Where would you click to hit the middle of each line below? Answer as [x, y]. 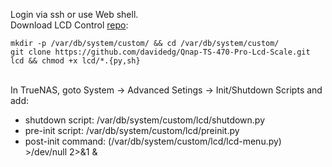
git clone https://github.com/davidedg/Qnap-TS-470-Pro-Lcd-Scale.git [160, 52]
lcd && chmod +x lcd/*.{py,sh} [75, 61]
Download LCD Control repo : [69, 25]
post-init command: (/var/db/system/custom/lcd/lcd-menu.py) [153, 141]
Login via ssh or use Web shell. [74, 14]
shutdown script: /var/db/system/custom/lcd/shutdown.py [145, 120]
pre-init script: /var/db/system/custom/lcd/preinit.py [132, 130]
